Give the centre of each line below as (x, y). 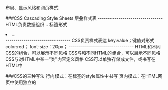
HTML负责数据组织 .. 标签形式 (36, 24)
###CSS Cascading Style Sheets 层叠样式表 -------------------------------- (84, 18)
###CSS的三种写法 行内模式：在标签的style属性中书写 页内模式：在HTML (82, 76)
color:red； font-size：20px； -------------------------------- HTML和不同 (83, 47)
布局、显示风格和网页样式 (32, 7)
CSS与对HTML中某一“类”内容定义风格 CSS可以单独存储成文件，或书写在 (80, 59)
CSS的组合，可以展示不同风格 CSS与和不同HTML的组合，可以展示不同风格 (83, 53)
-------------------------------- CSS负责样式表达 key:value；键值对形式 (80, 40)
